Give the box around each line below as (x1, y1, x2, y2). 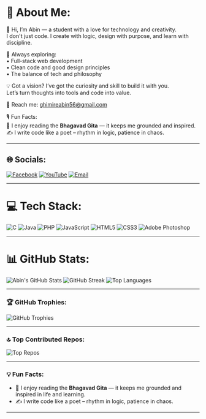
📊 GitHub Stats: (6, 252, 90, 266)
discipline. (6, 39, 32, 46)
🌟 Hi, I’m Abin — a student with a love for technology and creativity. (6, 26, 177, 33)
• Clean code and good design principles (6, 64, 110, 71)
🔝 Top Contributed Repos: (6, 335, 85, 344)
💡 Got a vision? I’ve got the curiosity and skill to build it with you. (6, 82, 169, 89)
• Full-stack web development (6, 57, 83, 64)
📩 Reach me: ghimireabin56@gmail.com (6, 100, 107, 108)
